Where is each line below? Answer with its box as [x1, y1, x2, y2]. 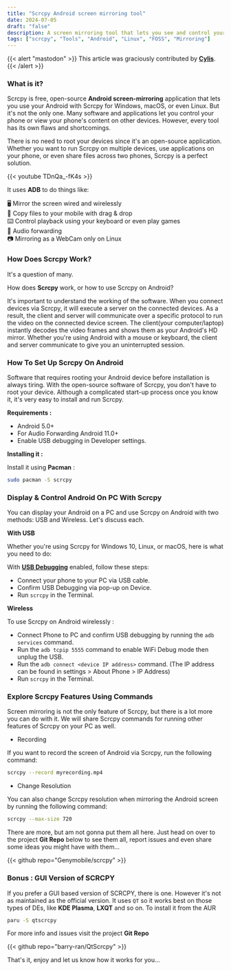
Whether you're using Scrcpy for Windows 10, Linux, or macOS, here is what [7, 543, 223, 551]
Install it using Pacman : [7, 463, 76, 472]
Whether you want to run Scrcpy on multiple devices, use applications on [7, 144, 214, 153]
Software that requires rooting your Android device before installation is [7, 373, 210, 382]
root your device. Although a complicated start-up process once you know [7, 388, 219, 396]
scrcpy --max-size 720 [7, 816, 72, 822]
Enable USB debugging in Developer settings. [16, 437, 146, 445]
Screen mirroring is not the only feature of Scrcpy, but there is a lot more [7, 708, 213, 716]
